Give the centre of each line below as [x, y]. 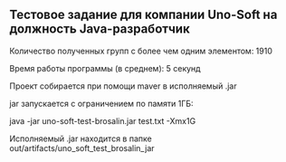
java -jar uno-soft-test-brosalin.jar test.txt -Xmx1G [103, 120]
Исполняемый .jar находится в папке [81, 138]
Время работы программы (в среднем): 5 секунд [105, 68]
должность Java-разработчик [100, 29]
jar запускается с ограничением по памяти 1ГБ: [101, 103]
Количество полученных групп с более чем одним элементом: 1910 [141, 51]
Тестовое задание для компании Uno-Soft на [143, 15]
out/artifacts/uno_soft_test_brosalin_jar [82, 148]
